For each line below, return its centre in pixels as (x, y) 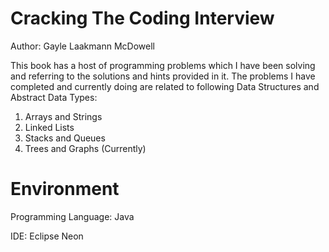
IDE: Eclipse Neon (47, 236)
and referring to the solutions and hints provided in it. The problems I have (163, 76)
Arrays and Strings (63, 116)
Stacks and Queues (65, 138)
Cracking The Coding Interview (142, 18)
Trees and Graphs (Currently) (85, 148)
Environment (65, 189)
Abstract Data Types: (54, 97)
